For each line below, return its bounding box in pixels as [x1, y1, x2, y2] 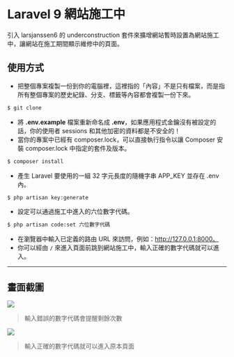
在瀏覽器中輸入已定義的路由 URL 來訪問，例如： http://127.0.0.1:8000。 [17, 235, 219, 243]
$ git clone [7, 104, 42, 112]
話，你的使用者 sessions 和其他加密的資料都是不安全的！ [17, 126, 181, 135]
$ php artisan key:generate [7, 194, 89, 201]
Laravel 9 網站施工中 [7, 6, 125, 22]
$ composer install [7, 158, 64, 165]
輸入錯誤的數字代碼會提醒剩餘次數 [24, 314, 123, 323]
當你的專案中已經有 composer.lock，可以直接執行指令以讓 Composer [17, 135, 216, 144]
